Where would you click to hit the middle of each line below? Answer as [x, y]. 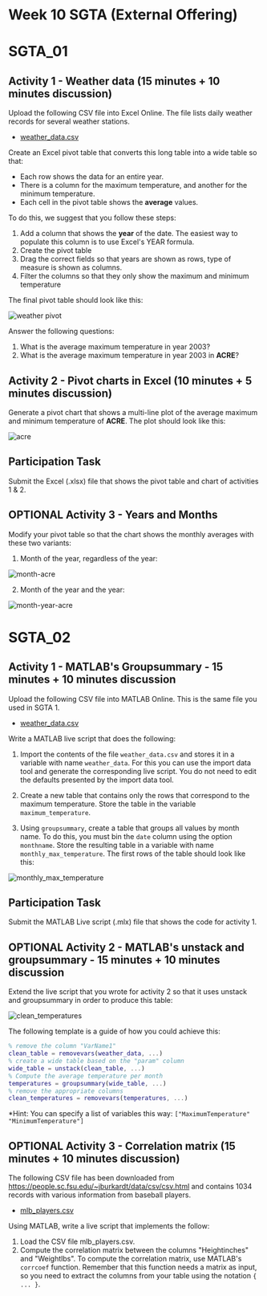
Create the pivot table [56, 251]
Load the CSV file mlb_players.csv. [77, 1241]
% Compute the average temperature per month [85, 1076]
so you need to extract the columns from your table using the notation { [138, 1276]
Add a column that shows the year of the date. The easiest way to [129, 234]
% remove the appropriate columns [66, 1091]
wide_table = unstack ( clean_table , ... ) [77, 1068]
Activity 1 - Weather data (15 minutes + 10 [114, 81]
